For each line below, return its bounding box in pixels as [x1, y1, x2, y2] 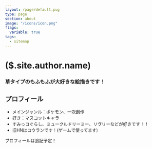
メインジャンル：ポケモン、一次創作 [12, 108, 85, 115]
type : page [5, 12, 27, 17]
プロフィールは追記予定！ [5, 137, 57, 143]
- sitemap [9, 39, 29, 44]
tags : [5, 35, 16, 40]
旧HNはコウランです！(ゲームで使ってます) [12, 127, 98, 133]
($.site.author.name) [5, 60, 91, 71]
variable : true [9, 30, 40, 35]
